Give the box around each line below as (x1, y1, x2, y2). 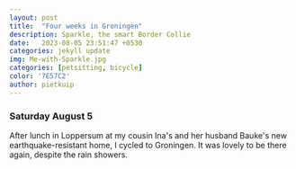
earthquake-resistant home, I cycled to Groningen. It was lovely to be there (9, 139, 287, 150)
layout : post (9, 13, 58, 22)
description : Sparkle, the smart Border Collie (9, 30, 192, 39)
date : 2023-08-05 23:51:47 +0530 (9, 38, 143, 48)
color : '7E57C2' (9, 72, 70, 81)
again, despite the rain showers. (9, 149, 129, 160)
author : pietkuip (9, 80, 75, 89)
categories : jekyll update (9, 47, 111, 56)
